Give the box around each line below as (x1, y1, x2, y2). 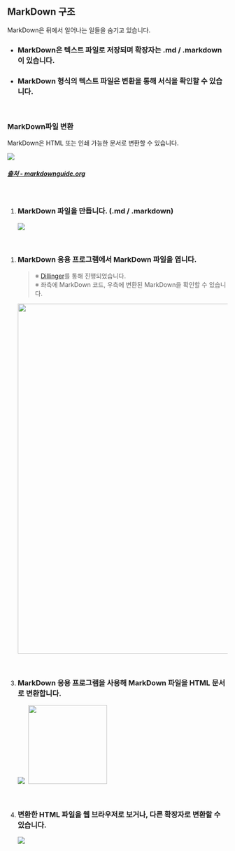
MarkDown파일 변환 (7, 121, 73, 131)
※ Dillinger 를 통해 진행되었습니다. (34, 272, 127, 280)
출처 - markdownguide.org (7, 169, 86, 178)
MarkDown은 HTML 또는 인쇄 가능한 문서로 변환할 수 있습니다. (7, 139, 179, 148)
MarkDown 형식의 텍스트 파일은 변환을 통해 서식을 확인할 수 (17, 76, 208, 85)
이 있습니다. (17, 55, 55, 65)
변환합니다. (25, 688, 62, 698)
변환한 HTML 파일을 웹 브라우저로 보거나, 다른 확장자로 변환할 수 (17, 810, 221, 820)
